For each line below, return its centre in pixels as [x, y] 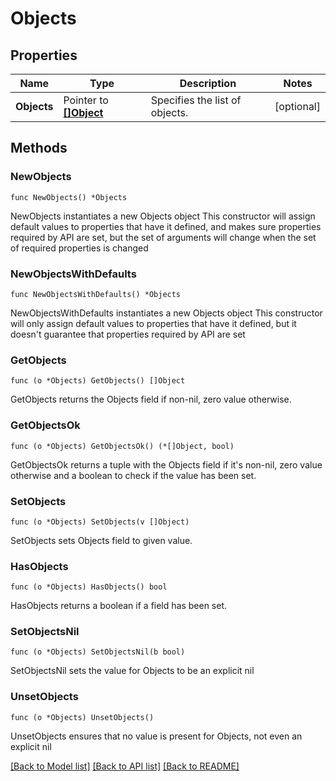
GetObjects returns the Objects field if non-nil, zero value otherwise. [151, 399]
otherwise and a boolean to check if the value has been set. [133, 475]
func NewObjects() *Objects [69, 197]
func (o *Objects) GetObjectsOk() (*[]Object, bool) [122, 446]
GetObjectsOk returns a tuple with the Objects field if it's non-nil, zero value [166, 464]
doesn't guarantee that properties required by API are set [128, 334]
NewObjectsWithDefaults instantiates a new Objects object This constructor [166, 313]
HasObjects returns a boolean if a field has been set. [119, 606]
